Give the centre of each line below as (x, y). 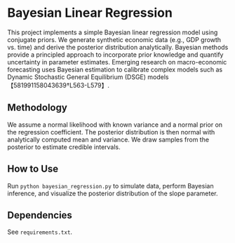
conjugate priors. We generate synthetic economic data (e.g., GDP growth (114, 39)
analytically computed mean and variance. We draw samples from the (108, 139)
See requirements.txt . (40, 232)
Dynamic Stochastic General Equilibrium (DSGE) (76, 77)
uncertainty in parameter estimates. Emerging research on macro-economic (117, 62)
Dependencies (40, 215)
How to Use (33, 169)
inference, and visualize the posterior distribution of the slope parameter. (113, 193)
